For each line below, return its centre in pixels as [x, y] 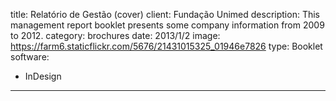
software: [30, 57]
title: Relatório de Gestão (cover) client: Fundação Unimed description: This [165, 14]
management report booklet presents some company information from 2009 [167, 25]
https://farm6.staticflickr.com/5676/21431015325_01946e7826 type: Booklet [166, 46]
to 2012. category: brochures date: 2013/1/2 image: [115, 35]
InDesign [43, 76]
